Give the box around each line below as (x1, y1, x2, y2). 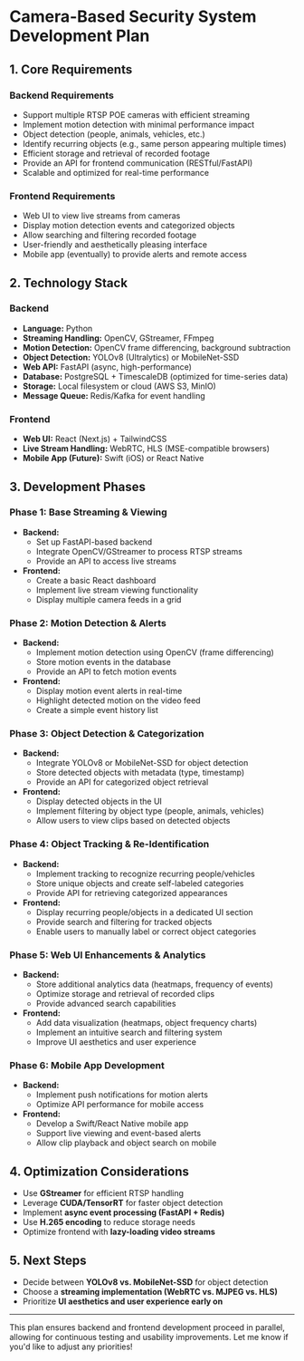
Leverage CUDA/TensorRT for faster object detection (22, 1198, 223, 1209)
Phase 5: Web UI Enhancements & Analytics (9, 949, 206, 961)
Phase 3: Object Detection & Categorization (9, 728, 204, 740)
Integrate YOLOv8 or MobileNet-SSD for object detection (35, 758, 249, 768)
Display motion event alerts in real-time (35, 686, 183, 697)
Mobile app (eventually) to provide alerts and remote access (22, 249, 247, 260)
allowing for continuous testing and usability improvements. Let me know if (9, 1331, 289, 1342)
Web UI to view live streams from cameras (22, 210, 181, 221)
